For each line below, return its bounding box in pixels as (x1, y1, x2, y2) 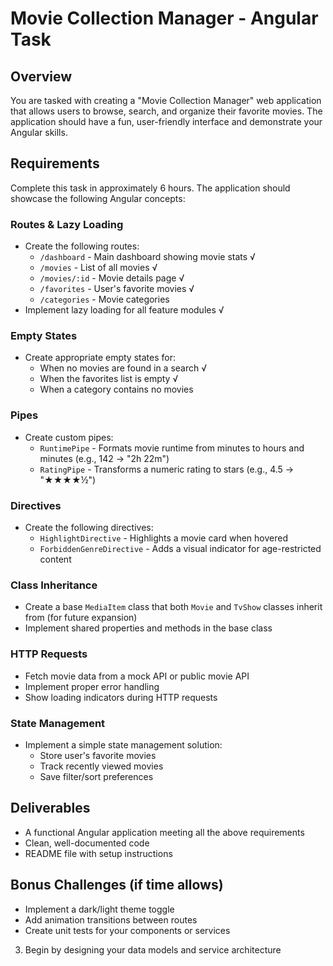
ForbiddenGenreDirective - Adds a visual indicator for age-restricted (39, 543, 322, 554)
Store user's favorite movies (39, 749, 157, 761)
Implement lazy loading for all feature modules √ (24, 304, 225, 316)
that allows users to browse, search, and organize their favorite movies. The (10, 105, 323, 117)
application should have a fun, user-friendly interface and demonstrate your (10, 116, 323, 127)
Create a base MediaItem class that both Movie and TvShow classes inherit (24, 601, 323, 613)
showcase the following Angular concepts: (10, 192, 186, 204)
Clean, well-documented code (24, 837, 150, 849)
